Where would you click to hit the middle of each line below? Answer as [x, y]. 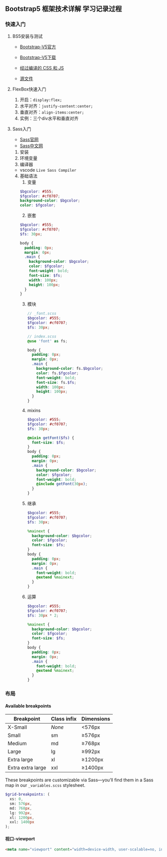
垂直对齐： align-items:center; [52, 112]
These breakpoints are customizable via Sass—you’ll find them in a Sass [79, 780]
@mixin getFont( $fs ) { [51, 438]
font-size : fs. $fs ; [56, 382]
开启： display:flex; [41, 100]
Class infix [64, 719]
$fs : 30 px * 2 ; [43, 615]
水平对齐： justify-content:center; [56, 106]
